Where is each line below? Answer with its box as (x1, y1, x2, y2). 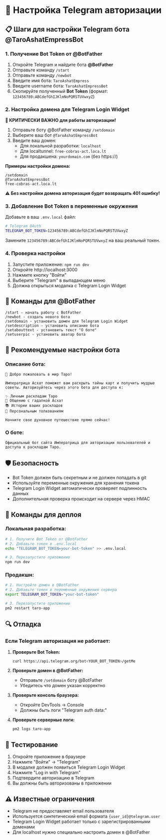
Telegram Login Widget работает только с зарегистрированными (12, 819, 151, 825)
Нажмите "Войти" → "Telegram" (12, 759, 81, 765)
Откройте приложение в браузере (12, 754, 86, 760)
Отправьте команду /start (12, 67, 70, 73)
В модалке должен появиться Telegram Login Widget (12, 764, 126, 771)
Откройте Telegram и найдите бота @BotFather (12, 61, 114, 67)
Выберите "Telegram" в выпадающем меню (12, 277, 106, 283)
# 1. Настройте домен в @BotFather (5, 583, 79, 588)
